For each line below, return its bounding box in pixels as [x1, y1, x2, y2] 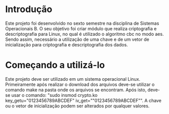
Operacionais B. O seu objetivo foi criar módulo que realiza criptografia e [5, 25, 157, 31]
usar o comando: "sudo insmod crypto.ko [11, 92, 98, 98]
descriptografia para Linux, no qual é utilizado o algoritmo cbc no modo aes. [5, 31, 164, 37]
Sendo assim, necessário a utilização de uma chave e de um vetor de [5, 36, 150, 42]
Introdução [5, 4, 52, 15]
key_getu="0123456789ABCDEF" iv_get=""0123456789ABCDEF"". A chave [5, 97, 161, 103]
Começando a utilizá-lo [5, 60, 105, 71]
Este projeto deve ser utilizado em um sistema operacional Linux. [5, 76, 140, 82]
